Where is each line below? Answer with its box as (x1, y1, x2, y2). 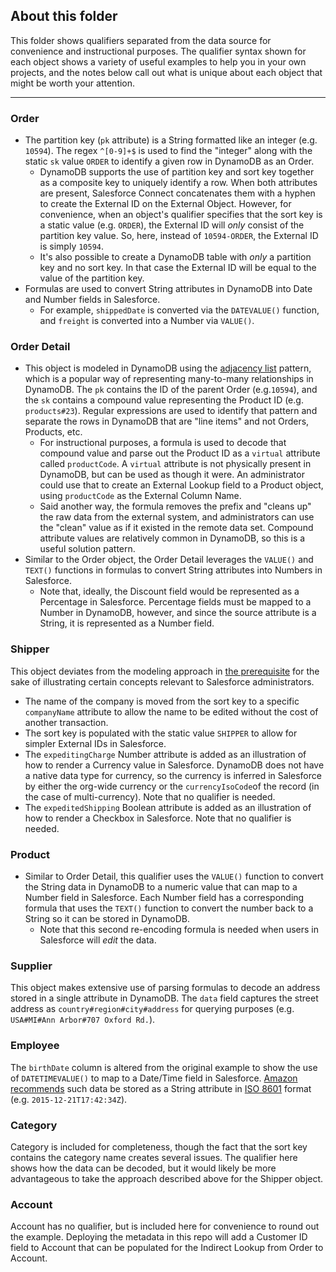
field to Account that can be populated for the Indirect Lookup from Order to (10, 1242, 324, 1254)
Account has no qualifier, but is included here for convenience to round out (10, 1220, 320, 1233)
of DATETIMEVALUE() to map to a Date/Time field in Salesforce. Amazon (10, 1072, 298, 1084)
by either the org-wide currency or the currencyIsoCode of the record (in (24, 780, 320, 792)
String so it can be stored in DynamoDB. (24, 913, 191, 924)
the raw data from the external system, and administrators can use (39, 511, 315, 523)
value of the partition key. (39, 272, 145, 284)
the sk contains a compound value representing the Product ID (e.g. (24, 394, 304, 406)
